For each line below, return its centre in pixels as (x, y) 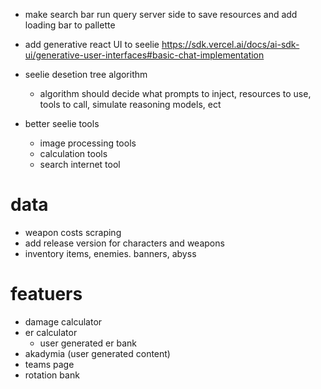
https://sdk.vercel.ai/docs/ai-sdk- (230, 44)
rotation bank (52, 375)
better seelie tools (62, 123)
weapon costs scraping (73, 232)
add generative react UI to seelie (92, 44)
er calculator (51, 332)
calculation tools (73, 153)
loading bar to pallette (70, 25)
